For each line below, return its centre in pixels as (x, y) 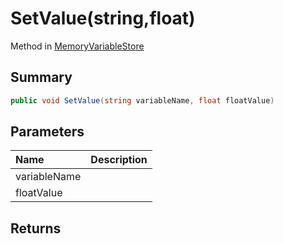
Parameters (47, 132)
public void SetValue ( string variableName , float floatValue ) (142, 100)
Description (119, 160)
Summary (41, 77)
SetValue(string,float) (103, 18)
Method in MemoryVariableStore (77, 46)
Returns (36, 228)
